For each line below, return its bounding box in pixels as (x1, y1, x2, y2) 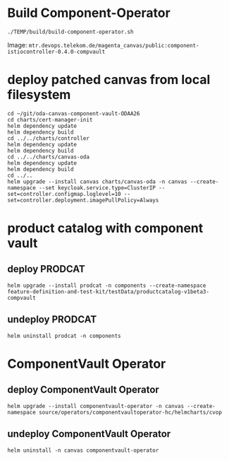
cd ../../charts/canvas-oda (7, 153, 90, 161)
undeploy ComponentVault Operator (7, 428, 171, 440)
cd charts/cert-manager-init (7, 116, 93, 123)
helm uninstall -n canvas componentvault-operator (7, 447, 159, 454)
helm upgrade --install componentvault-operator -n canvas (7, 402, 185, 409)
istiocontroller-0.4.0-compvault (7, 48, 106, 55)
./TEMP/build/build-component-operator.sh (7, 28, 134, 35)
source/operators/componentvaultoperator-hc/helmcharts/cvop (38, 409, 222, 416)
